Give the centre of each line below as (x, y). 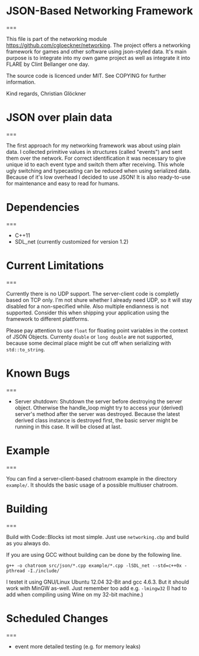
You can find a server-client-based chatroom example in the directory (91, 478)
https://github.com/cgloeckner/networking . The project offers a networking (98, 45)
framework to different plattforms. (48, 318)
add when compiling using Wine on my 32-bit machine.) (75, 594)
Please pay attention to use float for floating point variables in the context (97, 330)
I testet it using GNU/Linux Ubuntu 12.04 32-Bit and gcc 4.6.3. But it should (98, 582)
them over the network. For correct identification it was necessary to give (96, 158)
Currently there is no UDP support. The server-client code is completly (93, 294)
